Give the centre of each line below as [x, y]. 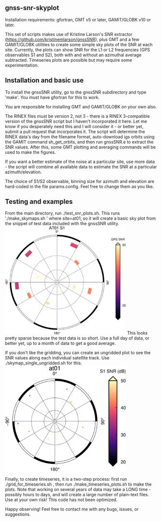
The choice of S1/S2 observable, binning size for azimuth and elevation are [80, 181]
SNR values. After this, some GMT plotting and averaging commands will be [81, 147]
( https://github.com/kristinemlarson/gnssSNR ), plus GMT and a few [72, 39]
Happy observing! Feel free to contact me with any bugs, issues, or [72, 509]
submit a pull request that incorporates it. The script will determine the [75, 131]
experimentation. [22, 65]
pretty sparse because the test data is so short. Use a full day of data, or [77, 338]
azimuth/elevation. [23, 172]
